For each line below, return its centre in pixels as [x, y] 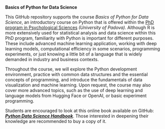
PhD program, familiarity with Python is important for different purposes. [80, 38]
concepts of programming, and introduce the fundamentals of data [74, 80]
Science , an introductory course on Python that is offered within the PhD [80, 22]
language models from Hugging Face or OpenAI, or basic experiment [76, 95]
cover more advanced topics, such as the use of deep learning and [74, 90]
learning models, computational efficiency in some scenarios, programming [83, 49]
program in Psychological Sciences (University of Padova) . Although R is [80, 27]
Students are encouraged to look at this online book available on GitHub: [80, 110]
